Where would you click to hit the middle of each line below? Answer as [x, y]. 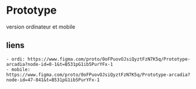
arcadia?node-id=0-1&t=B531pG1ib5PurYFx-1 [60, 64]
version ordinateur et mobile [41, 27]
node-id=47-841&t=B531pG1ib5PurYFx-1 [53, 80]
